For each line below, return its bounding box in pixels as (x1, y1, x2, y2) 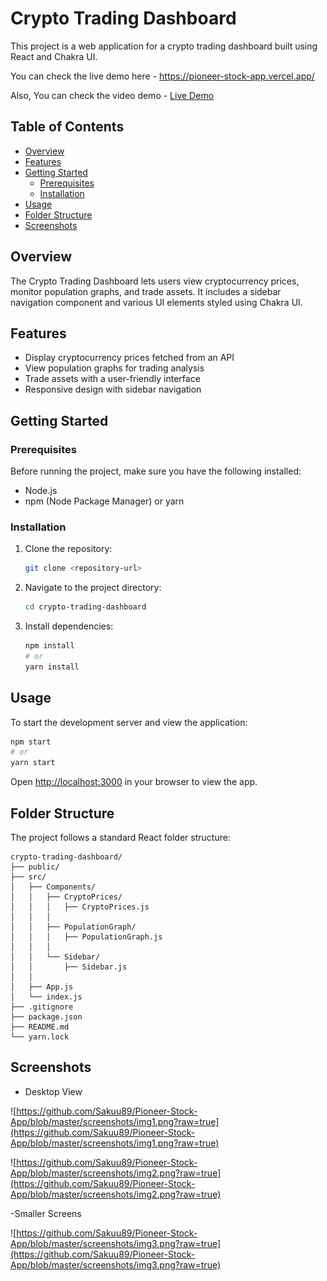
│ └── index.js (10, 992, 83, 1002)
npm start (10, 737, 52, 747)
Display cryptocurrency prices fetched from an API (24, 352, 235, 364)
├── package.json (10, 1012, 83, 1022)
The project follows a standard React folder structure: (10, 831, 231, 843)
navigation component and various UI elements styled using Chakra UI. (10, 296, 303, 308)
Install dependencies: (24, 620, 114, 632)
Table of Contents (10, 118, 125, 136)
